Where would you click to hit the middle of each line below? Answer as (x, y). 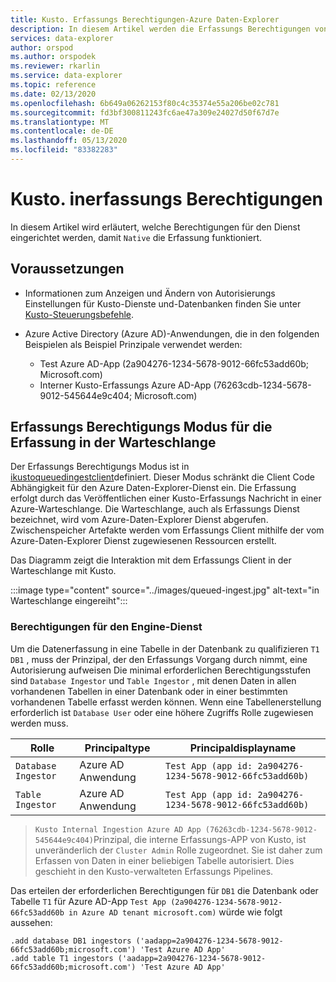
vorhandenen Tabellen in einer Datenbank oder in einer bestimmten (149, 691)
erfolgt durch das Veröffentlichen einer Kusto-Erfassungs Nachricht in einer (166, 498)
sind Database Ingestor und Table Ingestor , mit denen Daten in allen (153, 680)
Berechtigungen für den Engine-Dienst (106, 627)
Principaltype (117, 748)
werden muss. (39, 723)
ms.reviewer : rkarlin (55, 66)
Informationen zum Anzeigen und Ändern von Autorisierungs (150, 293)
